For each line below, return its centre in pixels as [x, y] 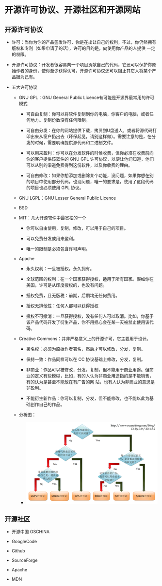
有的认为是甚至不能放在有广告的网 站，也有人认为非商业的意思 [88, 382]
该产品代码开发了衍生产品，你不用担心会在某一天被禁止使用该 [88, 322]
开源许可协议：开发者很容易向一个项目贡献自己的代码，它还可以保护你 [82, 65]
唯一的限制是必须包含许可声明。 [58, 249]
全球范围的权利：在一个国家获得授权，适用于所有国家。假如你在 [90, 279]
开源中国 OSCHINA [31, 532]
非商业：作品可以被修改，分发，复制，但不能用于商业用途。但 [88, 370]
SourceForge [24, 560]
